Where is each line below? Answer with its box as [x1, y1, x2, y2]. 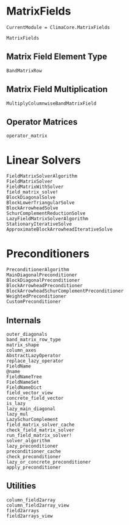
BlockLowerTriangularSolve [6, 200, 75, 206]
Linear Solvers [6, 153, 81, 167]
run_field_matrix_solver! [6, 433, 72, 439]
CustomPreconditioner [6, 299, 61, 305]
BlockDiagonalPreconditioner [6, 277, 80, 283]
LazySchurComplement [6, 417, 59, 423]
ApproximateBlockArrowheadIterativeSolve [6, 226, 113, 232]
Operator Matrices [6, 117, 78, 127]
